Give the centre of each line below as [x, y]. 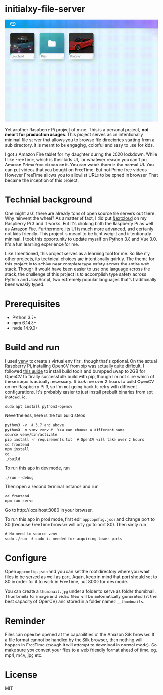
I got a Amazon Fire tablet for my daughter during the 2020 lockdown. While [81, 154]
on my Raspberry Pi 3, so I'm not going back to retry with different [71, 386]
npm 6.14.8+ [24, 323]
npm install [17, 449]
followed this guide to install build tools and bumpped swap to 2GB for [75, 371]
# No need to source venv [31, 534]
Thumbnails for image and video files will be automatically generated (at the [81, 596]
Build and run [32, 347]
